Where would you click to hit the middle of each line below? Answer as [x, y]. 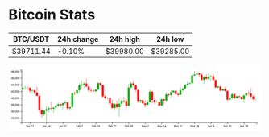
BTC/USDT [31, 39]
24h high [125, 39]
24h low [170, 39]
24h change [78, 39]
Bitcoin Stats [52, 15]
